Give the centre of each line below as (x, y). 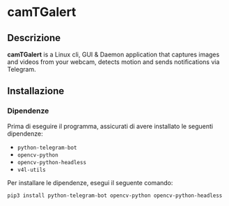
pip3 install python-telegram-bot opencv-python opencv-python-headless (115, 196)
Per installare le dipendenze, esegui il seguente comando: (90, 182)
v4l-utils (32, 170)
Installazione (36, 91)
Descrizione (34, 38)
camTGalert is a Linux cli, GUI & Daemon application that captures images (113, 54)
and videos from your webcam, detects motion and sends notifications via (113, 62)
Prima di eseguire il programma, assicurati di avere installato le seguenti (110, 126)
